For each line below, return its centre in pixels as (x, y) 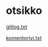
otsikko (24, 11)
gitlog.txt (17, 27)
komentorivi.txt (24, 38)
